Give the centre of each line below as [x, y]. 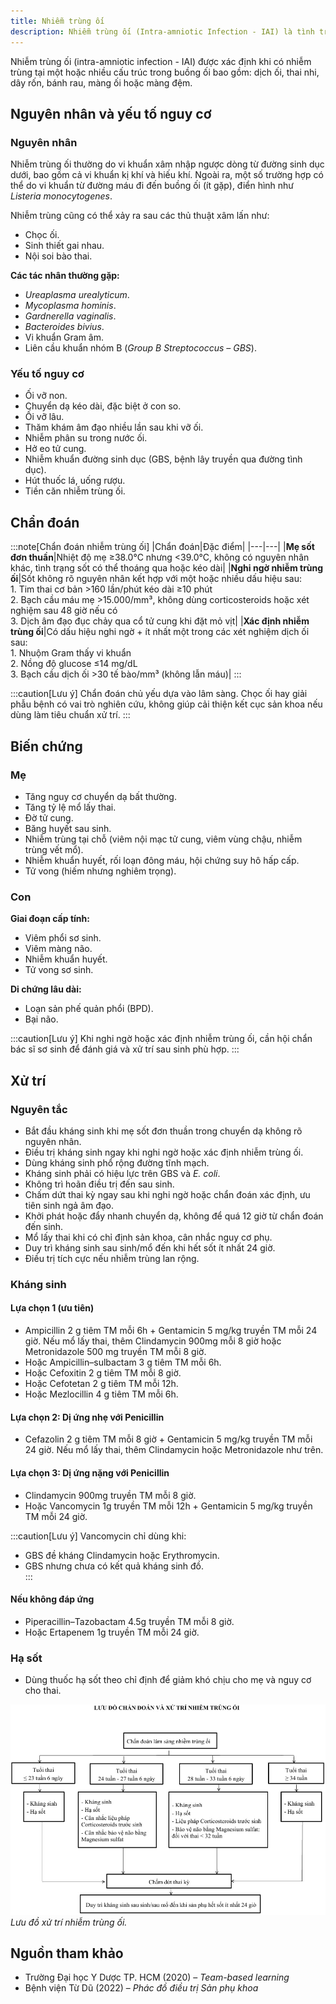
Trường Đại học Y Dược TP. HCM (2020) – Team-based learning [157, 1977]
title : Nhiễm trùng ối [57, 21]
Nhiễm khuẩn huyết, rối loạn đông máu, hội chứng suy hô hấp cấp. [162, 860]
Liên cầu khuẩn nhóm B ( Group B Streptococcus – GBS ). [140, 348]
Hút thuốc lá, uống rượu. [75, 481]
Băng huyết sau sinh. [68, 828]
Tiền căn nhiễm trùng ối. [75, 491]
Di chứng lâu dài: [46, 989]
